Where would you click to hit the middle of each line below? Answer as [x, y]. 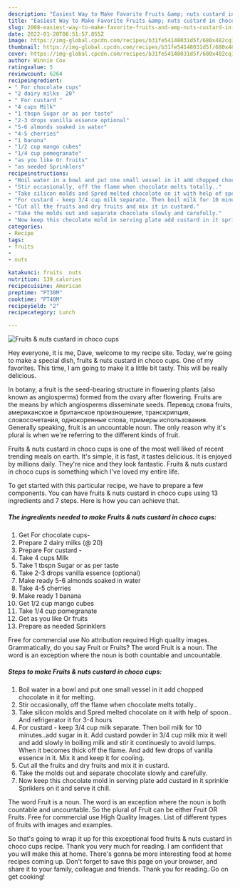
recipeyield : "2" [34, 306]
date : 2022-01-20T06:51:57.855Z [56, 34]
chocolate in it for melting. [57, 697]
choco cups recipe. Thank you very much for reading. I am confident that [115, 847]
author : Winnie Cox [37, 61]
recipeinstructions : [39, 173]
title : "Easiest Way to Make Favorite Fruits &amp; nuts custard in [112, 21]
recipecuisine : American [45, 286]
